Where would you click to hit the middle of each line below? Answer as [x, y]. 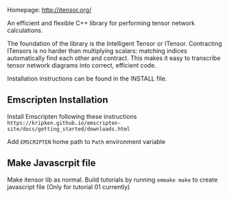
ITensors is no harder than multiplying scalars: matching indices [97, 51]
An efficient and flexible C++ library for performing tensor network [101, 23]
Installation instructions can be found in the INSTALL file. [87, 79]
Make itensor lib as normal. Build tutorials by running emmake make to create [112, 180]
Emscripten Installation [58, 100]
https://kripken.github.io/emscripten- [64, 123]
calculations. [25, 30]
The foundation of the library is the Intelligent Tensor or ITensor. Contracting [115, 43]
